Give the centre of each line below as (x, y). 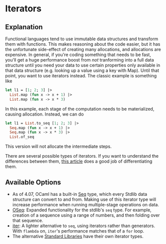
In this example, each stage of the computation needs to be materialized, (80, 109)
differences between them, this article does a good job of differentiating (79, 161)
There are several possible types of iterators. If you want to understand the (82, 156)
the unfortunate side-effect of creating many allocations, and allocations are (83, 49)
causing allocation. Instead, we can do (44, 114)
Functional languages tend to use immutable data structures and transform (82, 39)
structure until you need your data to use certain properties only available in (83, 65)
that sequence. (28, 220)
